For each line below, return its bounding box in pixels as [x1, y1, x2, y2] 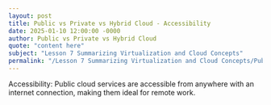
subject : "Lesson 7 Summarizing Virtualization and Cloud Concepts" [8, 49, 244, 57]
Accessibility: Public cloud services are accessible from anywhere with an [8, 78, 254, 89]
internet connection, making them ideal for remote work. [8, 87, 196, 97]
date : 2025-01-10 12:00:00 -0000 [8, 27, 121, 35]
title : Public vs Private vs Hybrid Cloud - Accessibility [8, 19, 211, 27]
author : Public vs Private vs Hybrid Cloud [8, 34, 157, 43]
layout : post [8, 11, 52, 20]
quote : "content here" [8, 42, 85, 50]
